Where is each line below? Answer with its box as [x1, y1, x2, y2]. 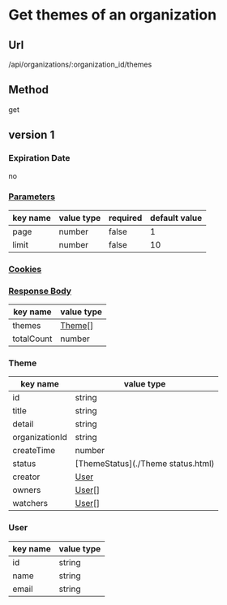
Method [8, 83, 49, 97]
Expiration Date [8, 153, 71, 164]
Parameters [8, 191, 55, 202]
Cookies [8, 263, 42, 274]
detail [12, 418, 34, 430]
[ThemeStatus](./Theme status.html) [75, 458, 215, 469]
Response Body [8, 285, 71, 296]
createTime [12, 445, 56, 456]
